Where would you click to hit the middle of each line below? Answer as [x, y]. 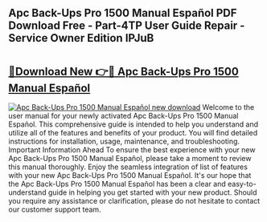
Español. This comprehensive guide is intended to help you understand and [133, 124]
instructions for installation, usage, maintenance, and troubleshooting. [124, 141]
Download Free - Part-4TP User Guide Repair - [127, 26]
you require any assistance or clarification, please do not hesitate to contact [134, 201]
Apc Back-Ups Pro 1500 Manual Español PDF [123, 13]
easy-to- [242, 184]
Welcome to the [228, 107]
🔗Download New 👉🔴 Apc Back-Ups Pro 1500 [123, 71]
